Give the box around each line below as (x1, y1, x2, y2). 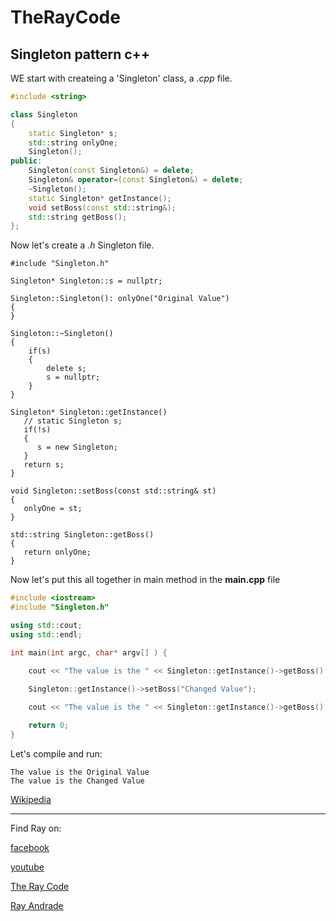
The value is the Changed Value (10, 776, 145, 786)
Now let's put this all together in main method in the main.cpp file (10, 574, 281, 586)
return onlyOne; (23, 547, 92, 558)
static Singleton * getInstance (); (28, 193, 172, 203)
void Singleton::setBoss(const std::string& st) (10, 486, 217, 496)
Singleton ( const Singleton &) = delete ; (28, 166, 195, 176)
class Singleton (10, 109, 78, 120)
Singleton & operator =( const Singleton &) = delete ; (28, 175, 244, 185)
